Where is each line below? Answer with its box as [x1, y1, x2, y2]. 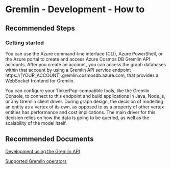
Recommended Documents [5, 135, 94, 144]
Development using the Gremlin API [5, 148, 80, 154]
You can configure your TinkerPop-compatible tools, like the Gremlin [5, 88, 150, 94]
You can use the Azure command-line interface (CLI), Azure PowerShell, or [5, 50, 163, 57]
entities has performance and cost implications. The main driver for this [5, 109, 156, 115]
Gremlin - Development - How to [5, 4, 145, 15]
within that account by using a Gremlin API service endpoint [5, 67, 131, 73]
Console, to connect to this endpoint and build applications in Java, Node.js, [5, 93, 166, 99]
